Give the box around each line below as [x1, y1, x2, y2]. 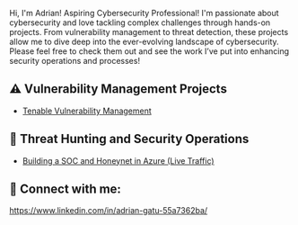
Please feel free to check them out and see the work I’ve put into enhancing [9, 46, 290, 57]
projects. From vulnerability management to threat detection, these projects [9, 27, 289, 37]
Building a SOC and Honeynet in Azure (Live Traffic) [22, 155, 215, 166]
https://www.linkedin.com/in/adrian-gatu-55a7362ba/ [9, 205, 208, 216]
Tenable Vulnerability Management [22, 105, 153, 116]
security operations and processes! [9, 56, 141, 66]
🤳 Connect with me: [9, 182, 121, 197]
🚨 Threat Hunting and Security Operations [9, 131, 250, 147]
